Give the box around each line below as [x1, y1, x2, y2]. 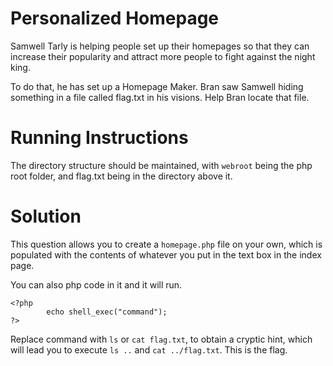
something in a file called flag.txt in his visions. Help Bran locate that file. [10, 91, 310, 103]
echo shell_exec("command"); [46, 307, 168, 317]
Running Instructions [10, 127, 189, 149]
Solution [10, 205, 82, 228]
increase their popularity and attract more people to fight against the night [10, 50, 316, 62]
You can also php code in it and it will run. [10, 278, 183, 291]
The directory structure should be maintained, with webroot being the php [10, 159, 313, 171]
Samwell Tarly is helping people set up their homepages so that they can [10, 40, 310, 52]
